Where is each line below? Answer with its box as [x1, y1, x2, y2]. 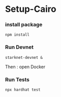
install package [5, 21, 43, 28]
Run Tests [5, 76, 30, 83]
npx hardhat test [5, 88, 41, 93]
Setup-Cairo [5, 3, 57, 15]
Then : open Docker [5, 63, 46, 70]
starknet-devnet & [5, 55, 43, 60]
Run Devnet [5, 44, 33, 50]
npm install [5, 32, 30, 38]
